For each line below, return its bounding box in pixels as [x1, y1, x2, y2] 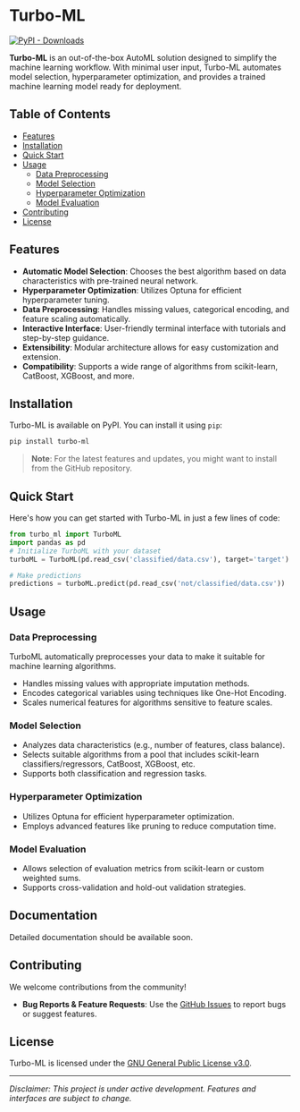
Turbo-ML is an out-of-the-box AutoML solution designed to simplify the [9, 52, 277, 63]
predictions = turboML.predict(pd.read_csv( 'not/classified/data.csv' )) [9, 579, 286, 589]
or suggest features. [21, 1008, 97, 1019]
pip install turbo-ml [9, 437, 90, 446]
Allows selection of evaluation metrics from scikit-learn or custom [21, 862, 265, 873]
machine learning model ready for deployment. [9, 81, 182, 91]
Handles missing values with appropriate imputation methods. [21, 678, 250, 689]
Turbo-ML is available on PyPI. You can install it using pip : [9, 420, 223, 430]
